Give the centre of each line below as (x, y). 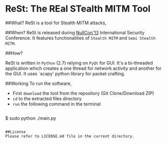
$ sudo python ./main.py (31, 118)
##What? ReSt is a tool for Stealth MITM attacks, (56, 23)
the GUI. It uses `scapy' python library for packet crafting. (65, 73)
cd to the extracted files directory (47, 99)
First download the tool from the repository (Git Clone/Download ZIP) (83, 93)
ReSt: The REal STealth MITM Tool (78, 9)
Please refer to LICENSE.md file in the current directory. (70, 136)
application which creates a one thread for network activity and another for (83, 68)
